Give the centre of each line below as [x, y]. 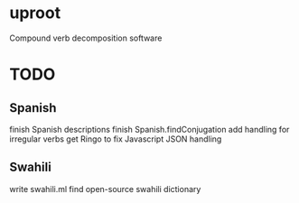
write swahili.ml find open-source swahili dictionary [105, 189]
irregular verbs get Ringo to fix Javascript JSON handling [116, 139]
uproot [35, 13]
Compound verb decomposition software [86, 38]
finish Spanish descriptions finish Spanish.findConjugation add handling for [149, 129]
